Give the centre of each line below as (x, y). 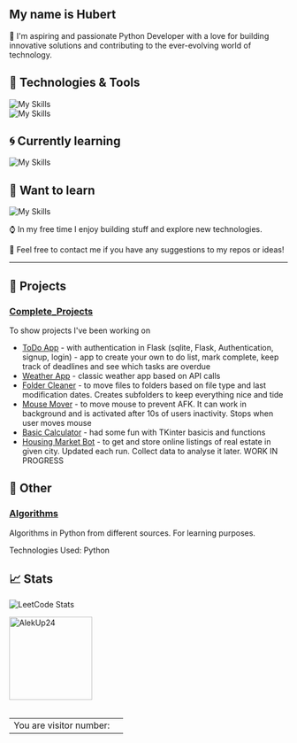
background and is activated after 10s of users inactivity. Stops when (148, 413)
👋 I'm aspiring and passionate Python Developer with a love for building (139, 35)
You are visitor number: (62, 725)
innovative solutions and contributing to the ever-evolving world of (130, 45)
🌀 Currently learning (65, 141)
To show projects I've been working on (80, 330)
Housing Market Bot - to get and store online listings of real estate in (146, 441)
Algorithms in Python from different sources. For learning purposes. (133, 533)
